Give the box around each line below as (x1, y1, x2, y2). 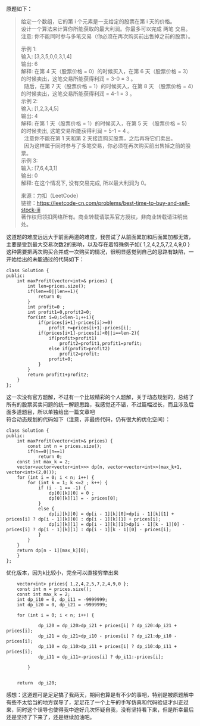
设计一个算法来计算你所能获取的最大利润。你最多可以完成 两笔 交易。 (20, 26, 191, 32)
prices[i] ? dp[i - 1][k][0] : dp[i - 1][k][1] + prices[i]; (6, 516, 161, 522)
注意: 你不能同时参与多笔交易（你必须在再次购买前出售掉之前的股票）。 (20, 33, 193, 40)
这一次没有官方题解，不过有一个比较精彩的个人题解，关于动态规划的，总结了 (6, 394, 194, 400)
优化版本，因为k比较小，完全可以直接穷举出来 (6, 569, 119, 576)
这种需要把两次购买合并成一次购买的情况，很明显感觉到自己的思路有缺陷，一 (6, 248, 194, 255)
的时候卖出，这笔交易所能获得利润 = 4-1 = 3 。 (20, 90, 135, 97)
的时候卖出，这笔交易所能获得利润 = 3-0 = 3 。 (20, 75, 136, 82)
